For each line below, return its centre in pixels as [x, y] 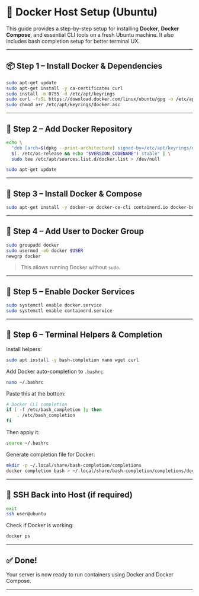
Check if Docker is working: [40, 525]
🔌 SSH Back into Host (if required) [70, 495]
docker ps [18, 536]
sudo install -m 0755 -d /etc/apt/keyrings [61, 94]
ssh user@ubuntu [26, 514]
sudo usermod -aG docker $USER [45, 251]
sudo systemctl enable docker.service [54, 305]
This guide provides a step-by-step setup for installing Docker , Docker [93, 28]
